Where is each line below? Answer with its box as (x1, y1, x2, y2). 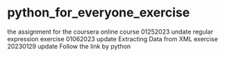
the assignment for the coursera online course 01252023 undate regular (7, 27, 214, 36)
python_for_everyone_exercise (7, 5, 190, 21)
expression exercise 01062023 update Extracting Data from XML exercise (7, 34, 219, 43)
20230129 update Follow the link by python (7, 42, 131, 50)
